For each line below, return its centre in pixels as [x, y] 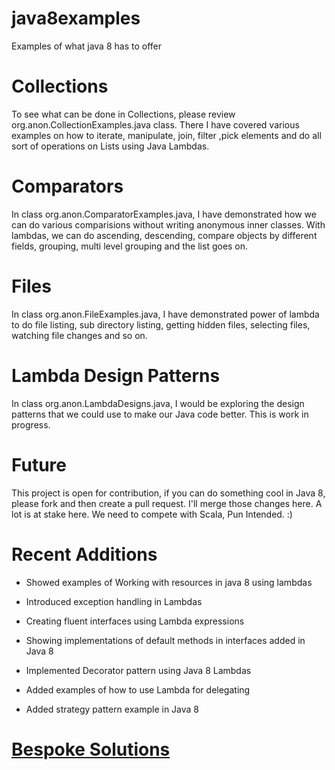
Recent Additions [84, 554]
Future [39, 464]
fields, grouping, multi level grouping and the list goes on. [130, 246]
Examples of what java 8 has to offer [86, 46]
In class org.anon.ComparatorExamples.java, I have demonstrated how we [164, 214]
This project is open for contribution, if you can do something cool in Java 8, [168, 493]
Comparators [67, 186]
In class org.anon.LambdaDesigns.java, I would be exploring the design [158, 403]
